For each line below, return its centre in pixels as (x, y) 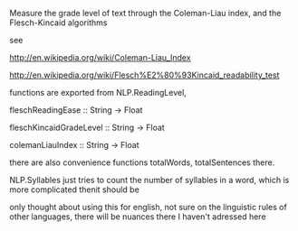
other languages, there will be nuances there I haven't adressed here (138, 217)
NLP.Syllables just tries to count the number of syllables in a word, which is (149, 180)
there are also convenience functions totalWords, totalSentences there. (142, 162)
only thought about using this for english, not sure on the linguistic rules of (148, 207)
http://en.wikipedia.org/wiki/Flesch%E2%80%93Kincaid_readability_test (144, 75)
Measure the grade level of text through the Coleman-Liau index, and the (145, 13)
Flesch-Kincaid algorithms (58, 23)
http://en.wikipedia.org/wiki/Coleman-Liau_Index (101, 57)
